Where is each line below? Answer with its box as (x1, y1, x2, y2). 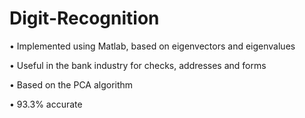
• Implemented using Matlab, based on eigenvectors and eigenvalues (9, 40, 296, 52)
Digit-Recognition (9, 7, 160, 30)
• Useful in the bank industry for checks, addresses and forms (9, 59, 267, 71)
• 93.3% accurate (9, 98, 83, 110)
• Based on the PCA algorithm (9, 78, 134, 91)
